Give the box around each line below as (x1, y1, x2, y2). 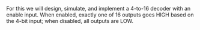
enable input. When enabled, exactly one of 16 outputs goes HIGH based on (6, 11, 194, 18)
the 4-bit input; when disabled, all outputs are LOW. (6, 18, 134, 24)
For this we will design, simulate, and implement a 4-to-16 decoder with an (6, 5, 191, 12)
